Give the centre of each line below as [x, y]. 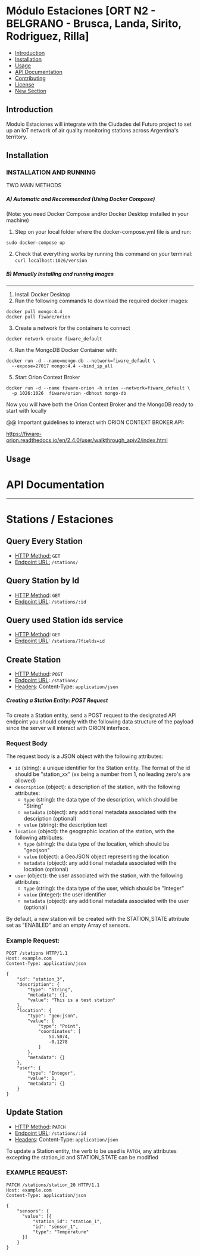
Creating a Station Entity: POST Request [57, 700]
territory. [17, 137]
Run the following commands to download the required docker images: [101, 301]
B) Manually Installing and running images [60, 274]
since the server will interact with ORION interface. [68, 728]
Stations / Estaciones [60, 519]
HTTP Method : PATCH [40, 1127]
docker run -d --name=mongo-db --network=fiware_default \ [81, 361]
